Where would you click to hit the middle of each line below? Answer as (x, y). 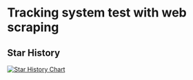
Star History (34, 53)
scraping (33, 27)
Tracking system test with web (97, 13)
